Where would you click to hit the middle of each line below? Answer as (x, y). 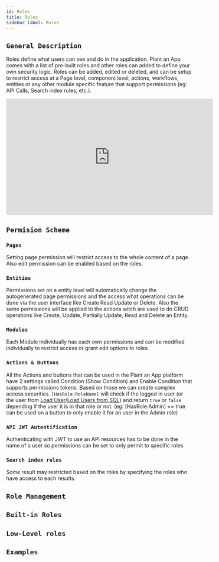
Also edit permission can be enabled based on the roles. (75, 263)
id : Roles (18, 12)
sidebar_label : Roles (33, 22)
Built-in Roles (34, 515)
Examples (22, 552)
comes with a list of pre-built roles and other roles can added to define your (98, 66)
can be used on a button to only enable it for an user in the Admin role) (92, 412)
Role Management (36, 496)
